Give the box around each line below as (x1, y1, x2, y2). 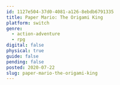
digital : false (6, 42, 44, 48)
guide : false (6, 53, 39, 59)
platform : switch (6, 20, 50, 26)
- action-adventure (11, 31, 61, 37)
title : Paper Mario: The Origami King (6, 14, 103, 20)
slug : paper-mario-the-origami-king (6, 70, 98, 76)
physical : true (6, 48, 44, 54)
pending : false (6, 59, 44, 65)
